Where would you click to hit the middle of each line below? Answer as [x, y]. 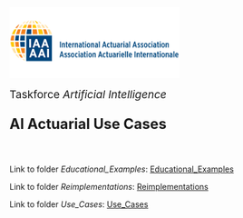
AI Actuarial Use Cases [88, 124]
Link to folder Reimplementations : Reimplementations [109, 187]
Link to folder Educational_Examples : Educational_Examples [121, 169]
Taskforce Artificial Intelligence [88, 95]
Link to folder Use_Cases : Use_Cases [79, 204]
